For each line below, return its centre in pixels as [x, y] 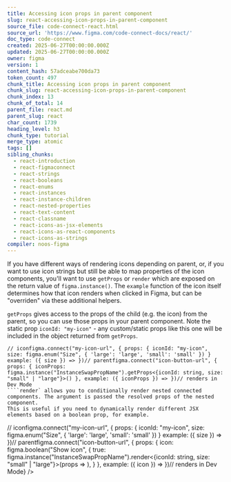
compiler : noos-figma [38, 244]
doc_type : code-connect [41, 39]
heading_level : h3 [33, 129]
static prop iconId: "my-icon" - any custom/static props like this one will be [115, 329]
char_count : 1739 [32, 122]
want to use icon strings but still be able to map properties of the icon [106, 271]
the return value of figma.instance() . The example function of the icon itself [114, 286]
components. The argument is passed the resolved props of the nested [111, 397]
